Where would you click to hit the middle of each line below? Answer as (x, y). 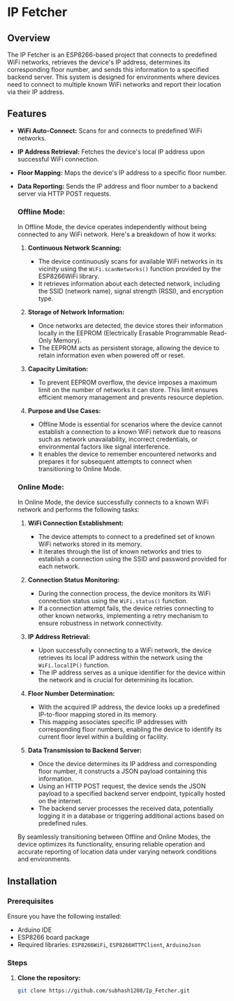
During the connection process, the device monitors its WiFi (124, 593)
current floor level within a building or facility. (103, 737)
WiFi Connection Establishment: (76, 523)
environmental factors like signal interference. (104, 447)
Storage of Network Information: (76, 312)
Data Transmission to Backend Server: (85, 750)
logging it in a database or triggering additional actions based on (131, 816)
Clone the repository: (49, 978)
